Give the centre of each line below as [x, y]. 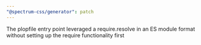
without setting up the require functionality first [65, 35]
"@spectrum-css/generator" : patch [50, 12]
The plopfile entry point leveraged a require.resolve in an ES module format [101, 29]
